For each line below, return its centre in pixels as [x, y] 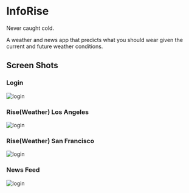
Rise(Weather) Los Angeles [48, 112]
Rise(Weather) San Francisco [50, 141]
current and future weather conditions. [55, 46]
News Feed [23, 170]
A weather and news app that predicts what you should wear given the [95, 40]
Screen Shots [33, 65]
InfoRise [28, 11]
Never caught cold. [30, 28]
